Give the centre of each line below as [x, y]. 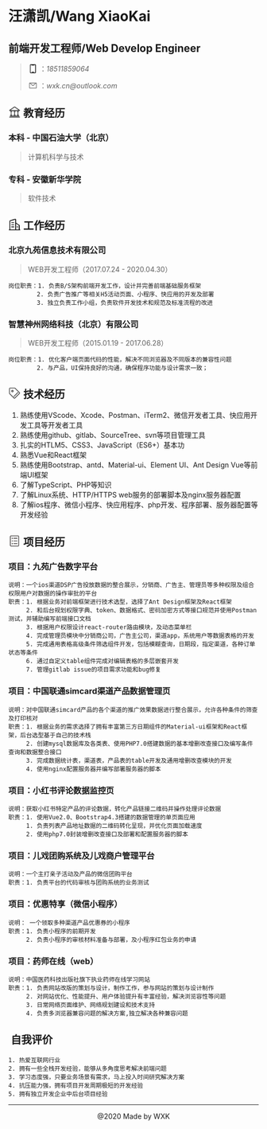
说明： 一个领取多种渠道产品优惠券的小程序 [69, 923]
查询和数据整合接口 [35, 752]
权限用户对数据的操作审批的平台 [53, 594]
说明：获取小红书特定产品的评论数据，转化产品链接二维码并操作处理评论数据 [115, 809]
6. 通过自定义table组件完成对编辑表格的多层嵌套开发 [102, 662]
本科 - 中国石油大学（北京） [61, 138]
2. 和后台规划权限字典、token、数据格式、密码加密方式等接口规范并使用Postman [141, 611]
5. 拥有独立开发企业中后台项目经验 [58, 1094]
